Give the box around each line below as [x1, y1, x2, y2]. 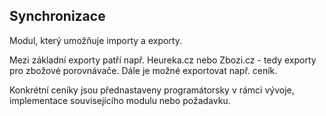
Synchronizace [9, 8, 106, 25]
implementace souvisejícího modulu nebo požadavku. [9, 94, 231, 106]
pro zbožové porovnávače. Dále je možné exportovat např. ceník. [9, 64, 278, 76]
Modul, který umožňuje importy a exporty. [9, 34, 182, 46]
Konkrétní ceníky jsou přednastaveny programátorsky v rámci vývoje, [9, 84, 295, 96]
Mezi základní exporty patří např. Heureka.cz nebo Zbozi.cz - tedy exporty [9, 54, 317, 66]
